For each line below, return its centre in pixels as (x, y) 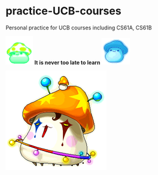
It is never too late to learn (67, 62)
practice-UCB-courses (63, 11)
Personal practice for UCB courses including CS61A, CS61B (79, 28)
